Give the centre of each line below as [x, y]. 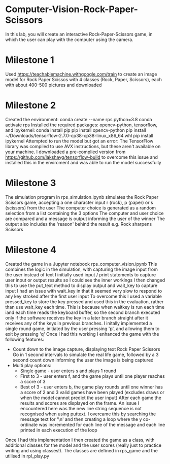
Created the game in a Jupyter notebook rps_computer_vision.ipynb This [81, 264]
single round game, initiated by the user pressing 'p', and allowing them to [82, 329]
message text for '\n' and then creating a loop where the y [81, 419]
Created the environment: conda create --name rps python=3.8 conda [79, 119]
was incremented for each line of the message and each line [102, 424]
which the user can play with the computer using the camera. [69, 40]
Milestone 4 [31, 250]
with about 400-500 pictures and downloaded [54, 85]
